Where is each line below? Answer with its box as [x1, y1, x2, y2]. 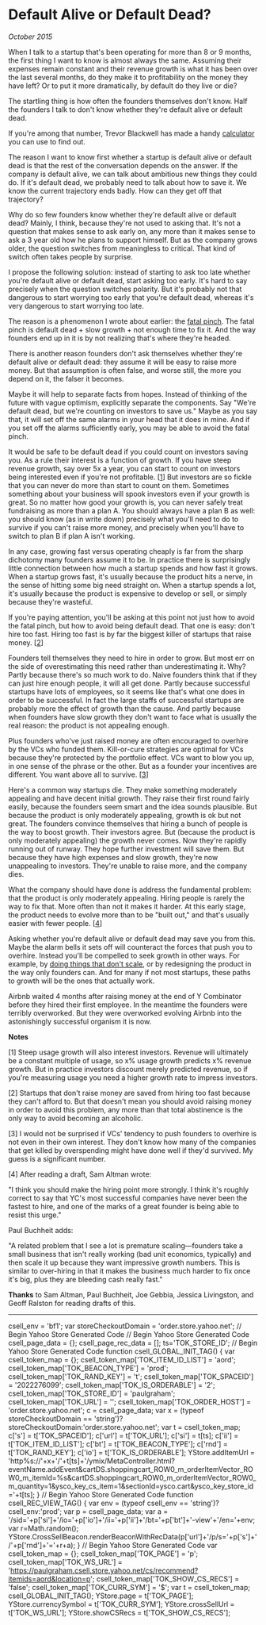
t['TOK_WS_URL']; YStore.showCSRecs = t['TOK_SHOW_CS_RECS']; [8, 1608, 231, 1617]
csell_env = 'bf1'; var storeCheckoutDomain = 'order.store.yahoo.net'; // [8, 1321, 242, 1331]
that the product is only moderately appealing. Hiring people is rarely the [8, 893, 245, 902]
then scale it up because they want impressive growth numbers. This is [8, 1258, 241, 1267]
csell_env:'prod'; [8, 1506, 63, 1516]
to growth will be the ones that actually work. [8, 976, 155, 985]
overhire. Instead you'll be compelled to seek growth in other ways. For [8, 951, 240, 960]
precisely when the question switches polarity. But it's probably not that [8, 284, 242, 294]
